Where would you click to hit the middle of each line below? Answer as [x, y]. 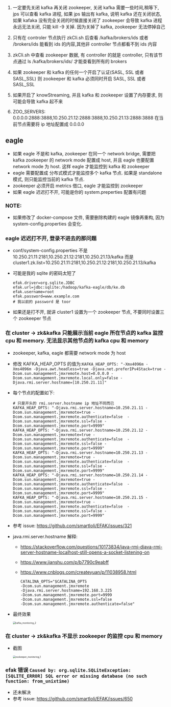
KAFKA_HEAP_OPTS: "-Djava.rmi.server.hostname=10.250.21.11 [78, 408]
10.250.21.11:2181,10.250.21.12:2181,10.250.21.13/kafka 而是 [73, 257]
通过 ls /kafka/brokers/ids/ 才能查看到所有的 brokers [72, 61]
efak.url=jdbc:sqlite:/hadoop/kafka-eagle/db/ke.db [69, 288]
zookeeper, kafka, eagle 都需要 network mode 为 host [69, 353]
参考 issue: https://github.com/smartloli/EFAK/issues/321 [72, 526]
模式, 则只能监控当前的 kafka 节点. [48, 179]
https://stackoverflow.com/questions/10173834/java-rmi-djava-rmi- [91, 547]
